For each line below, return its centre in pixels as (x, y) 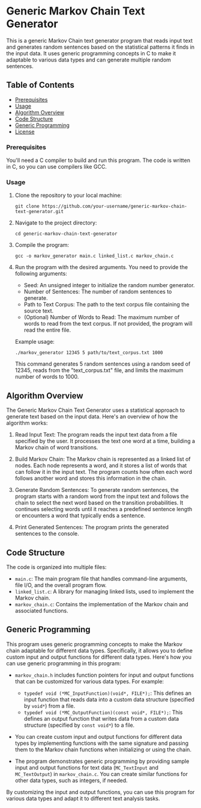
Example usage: (35, 342)
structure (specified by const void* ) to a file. (79, 725)
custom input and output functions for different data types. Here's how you (99, 657)
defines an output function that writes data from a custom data (101, 718)
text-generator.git (39, 212)
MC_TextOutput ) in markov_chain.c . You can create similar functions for (101, 774)
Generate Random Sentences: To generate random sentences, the (97, 490)
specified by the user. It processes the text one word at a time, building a (105, 441)
